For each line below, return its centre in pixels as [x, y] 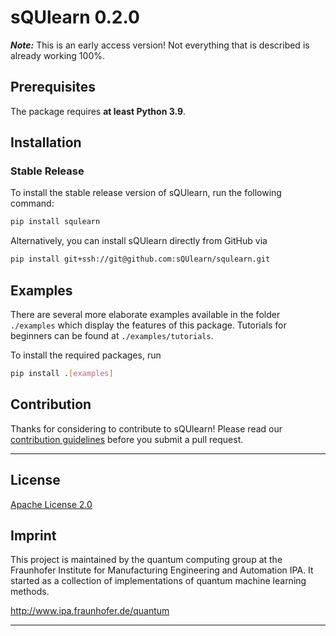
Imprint [33, 535]
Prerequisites [53, 87]
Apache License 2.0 [51, 504]
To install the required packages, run [86, 355]
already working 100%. [57, 55]
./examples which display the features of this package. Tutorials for [148, 325]
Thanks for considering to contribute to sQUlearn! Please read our [146, 428]
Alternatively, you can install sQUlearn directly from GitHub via [139, 241]
